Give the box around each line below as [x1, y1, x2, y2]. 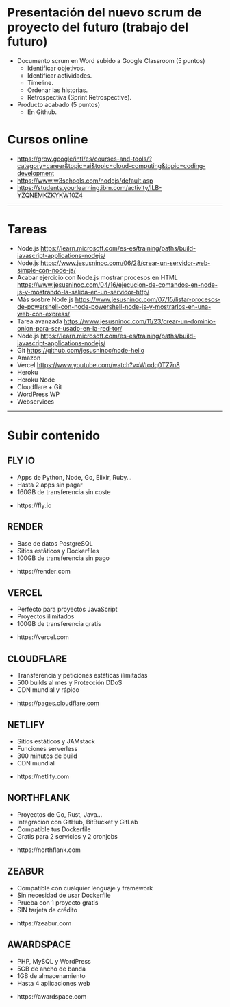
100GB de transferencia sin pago [16, 554, 110, 562]
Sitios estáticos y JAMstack [16, 737, 96, 745]
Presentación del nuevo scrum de [7, 5, 202, 21]
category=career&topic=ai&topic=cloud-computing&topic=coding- [16, 161, 206, 170]
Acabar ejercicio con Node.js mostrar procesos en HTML [16, 273, 178, 281]
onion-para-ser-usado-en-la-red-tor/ [16, 324, 123, 332]
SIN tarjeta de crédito [16, 905, 77, 914]
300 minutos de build [16, 752, 77, 760]
